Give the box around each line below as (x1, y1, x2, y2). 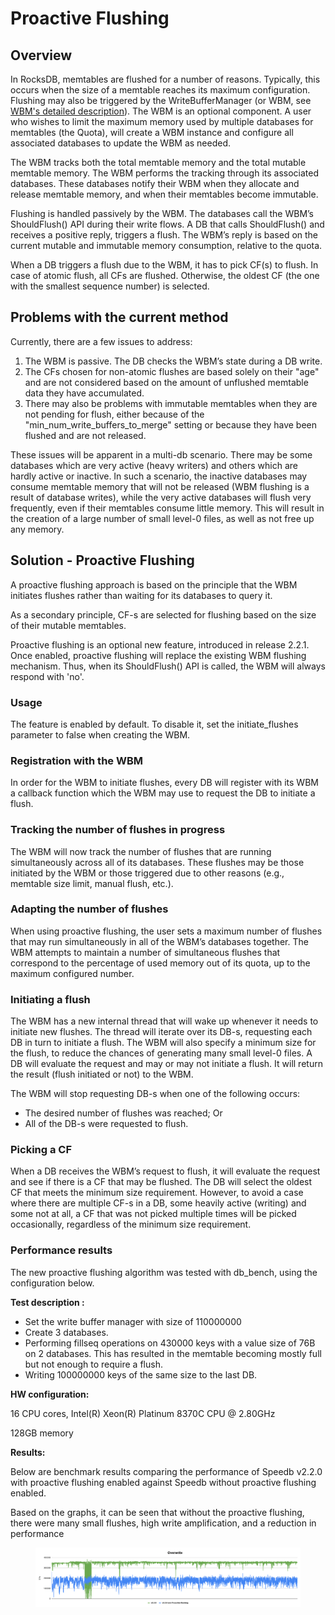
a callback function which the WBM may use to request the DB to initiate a (10, 787, 316, 799)
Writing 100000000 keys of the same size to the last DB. (24, 1368, 258, 1381)
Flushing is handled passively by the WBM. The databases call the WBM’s (10, 208, 314, 219)
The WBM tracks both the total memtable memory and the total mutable (10, 157, 307, 168)
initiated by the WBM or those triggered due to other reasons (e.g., (10, 867, 285, 879)
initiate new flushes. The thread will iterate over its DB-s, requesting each (10, 1026, 313, 1038)
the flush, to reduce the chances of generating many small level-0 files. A (10, 1047, 313, 1059)
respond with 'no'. (10, 670, 85, 682)
